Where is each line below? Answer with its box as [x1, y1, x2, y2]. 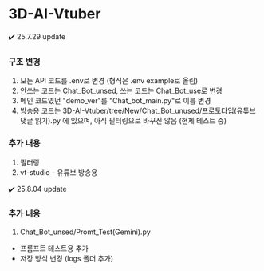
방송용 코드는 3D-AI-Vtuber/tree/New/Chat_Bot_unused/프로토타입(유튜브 [19, 106, 257, 116]
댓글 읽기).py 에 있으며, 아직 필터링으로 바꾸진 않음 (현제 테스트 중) [19, 116, 227, 126]
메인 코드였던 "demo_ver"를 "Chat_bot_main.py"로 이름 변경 [19, 96, 211, 106]
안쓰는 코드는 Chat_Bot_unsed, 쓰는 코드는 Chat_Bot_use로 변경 [19, 86, 223, 96]
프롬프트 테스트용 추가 [19, 243, 89, 253]
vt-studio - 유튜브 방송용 [19, 167, 98, 177]
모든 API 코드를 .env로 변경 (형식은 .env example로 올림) [19, 76, 199, 86]
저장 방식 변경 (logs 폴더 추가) [19, 253, 114, 263]
